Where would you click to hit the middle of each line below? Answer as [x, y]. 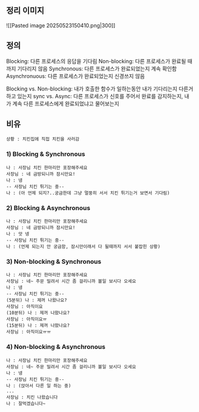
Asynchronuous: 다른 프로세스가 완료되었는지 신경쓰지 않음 [75, 76]
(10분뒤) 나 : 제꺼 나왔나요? [38, 313]
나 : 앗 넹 [18, 234]
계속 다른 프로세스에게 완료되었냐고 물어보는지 [66, 104]
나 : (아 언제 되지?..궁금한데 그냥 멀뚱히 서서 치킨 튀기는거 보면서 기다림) [88, 193]
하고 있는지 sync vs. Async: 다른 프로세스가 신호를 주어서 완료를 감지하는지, [95, 96]
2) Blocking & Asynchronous [48, 208]
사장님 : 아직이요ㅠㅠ [29, 332]
